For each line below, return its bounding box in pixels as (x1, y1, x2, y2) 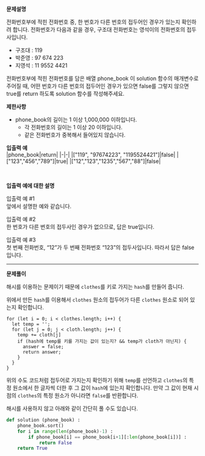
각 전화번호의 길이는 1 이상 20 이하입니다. (24, 124, 123, 131)
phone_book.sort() (17, 422, 64, 429)
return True (17, 445, 48, 452)
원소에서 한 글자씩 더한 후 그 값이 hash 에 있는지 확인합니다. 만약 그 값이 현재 (12, 384, 193, 391)
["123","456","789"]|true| (6, 157, 68, 165)
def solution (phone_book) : (6, 417, 81, 423)
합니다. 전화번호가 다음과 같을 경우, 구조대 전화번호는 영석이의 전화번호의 (12, 26, 185, 33)
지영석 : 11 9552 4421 (15, 62, 68, 69)
